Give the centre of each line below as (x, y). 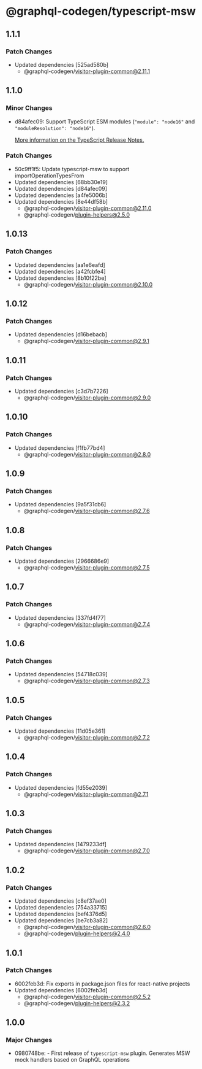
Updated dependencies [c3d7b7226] (61, 391)
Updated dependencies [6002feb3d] (61, 990)
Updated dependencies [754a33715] (61, 908)
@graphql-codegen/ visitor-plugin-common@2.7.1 (86, 794)
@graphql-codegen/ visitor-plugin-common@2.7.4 (87, 624)
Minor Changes (29, 108)
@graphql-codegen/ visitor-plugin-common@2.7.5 (87, 567)
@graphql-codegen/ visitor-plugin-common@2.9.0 (87, 398)
